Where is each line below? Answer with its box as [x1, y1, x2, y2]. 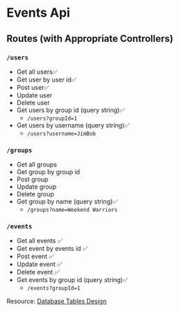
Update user [16, 91, 53, 99]
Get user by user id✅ [16, 75, 77, 84]
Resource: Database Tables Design [6, 297, 107, 306]
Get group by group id [16, 168, 81, 176]
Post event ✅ [16, 252, 55, 260]
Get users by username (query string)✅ [16, 120, 130, 130]
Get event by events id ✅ [16, 244, 88, 253]
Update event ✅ [16, 260, 63, 269]
